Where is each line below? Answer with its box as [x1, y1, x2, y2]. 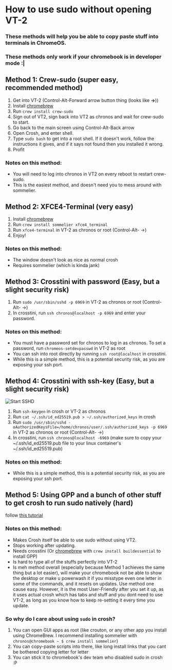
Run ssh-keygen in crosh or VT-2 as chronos [12, 408, 106, 415]
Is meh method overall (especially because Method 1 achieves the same [12, 564, 165, 570]
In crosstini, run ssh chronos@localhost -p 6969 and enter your [12, 310, 146, 316]
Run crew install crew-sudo [12, 108, 73, 114]
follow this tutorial [5, 512, 43, 518]
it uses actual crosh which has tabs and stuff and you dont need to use [12, 591, 163, 597]
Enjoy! [12, 232, 26, 238]
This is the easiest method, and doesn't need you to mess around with [12, 182, 162, 188]
